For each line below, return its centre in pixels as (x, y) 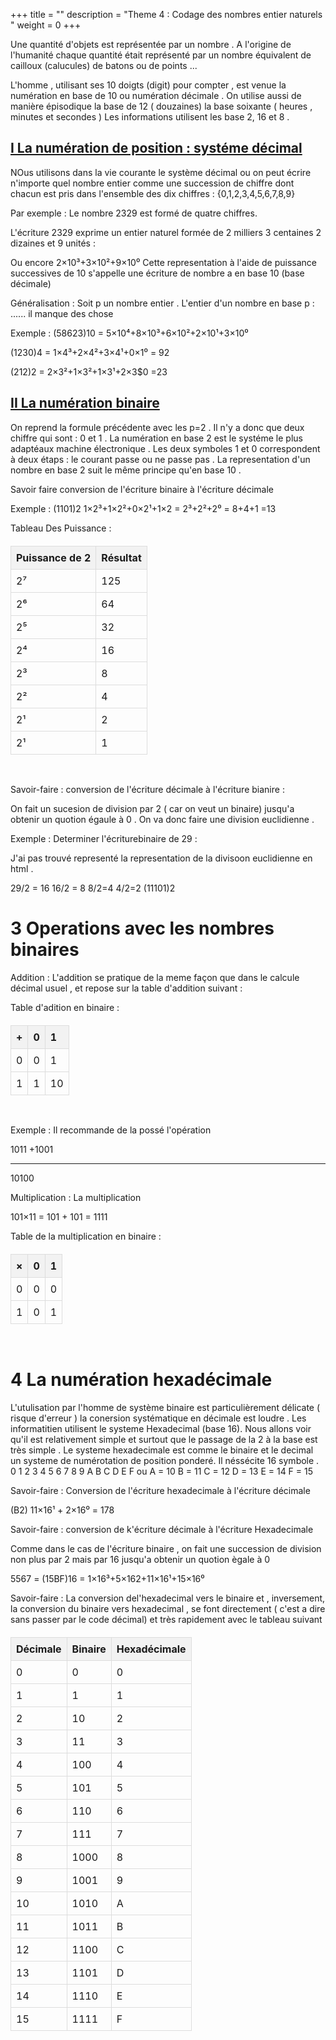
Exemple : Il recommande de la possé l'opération (111, 1130)
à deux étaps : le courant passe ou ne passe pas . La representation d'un (160, 459)
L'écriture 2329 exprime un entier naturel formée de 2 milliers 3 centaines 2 (166, 232)
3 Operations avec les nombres (142, 928)
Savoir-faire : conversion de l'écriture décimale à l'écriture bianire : (147, 789)
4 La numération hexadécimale (141, 1379)
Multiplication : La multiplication (76, 1197)
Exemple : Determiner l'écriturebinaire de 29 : (104, 838)
